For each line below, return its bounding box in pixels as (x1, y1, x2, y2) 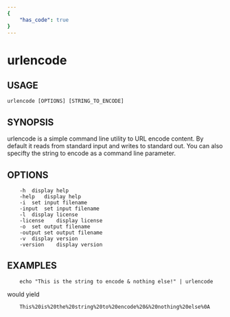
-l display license (19, 211, 78, 218)
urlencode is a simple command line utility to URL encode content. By (7, 134, 204, 143)
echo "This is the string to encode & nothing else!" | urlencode (19, 278, 214, 285)
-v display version (19, 235, 78, 242)
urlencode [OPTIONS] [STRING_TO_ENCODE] (7, 97, 125, 105)
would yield (7, 290, 40, 298)
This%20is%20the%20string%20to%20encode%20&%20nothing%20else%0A (19, 303, 211, 310)
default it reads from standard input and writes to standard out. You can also (7, 142, 223, 150)
